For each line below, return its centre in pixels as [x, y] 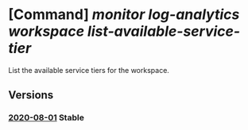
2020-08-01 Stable [46, 118]
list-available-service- [164, 31]
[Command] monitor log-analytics [124, 15]
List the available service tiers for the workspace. [89, 70]
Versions [31, 96]
